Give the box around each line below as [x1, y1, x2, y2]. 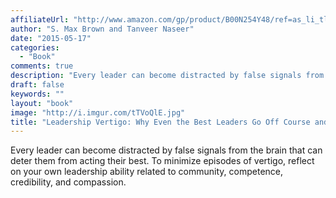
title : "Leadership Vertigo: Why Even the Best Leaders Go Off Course [10, 117, 311, 127]
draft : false [10, 80, 65, 90]
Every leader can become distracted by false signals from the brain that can [10, 144, 323, 156]
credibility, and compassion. [10, 176, 127, 188]
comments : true [10, 61, 74, 71]
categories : [10, 42, 60, 53]
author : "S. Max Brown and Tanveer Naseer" [10, 24, 195, 34]
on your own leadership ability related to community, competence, [10, 166, 284, 178]
